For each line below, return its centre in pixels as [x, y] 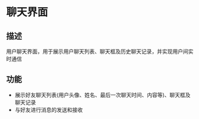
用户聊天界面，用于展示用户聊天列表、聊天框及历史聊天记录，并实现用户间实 [100, 51]
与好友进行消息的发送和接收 [49, 109]
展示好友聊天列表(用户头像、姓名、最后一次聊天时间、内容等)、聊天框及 [103, 95]
